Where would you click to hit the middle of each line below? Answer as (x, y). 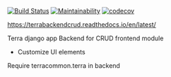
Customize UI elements (52, 52)
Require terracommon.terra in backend (64, 66)
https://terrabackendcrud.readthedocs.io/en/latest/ (82, 24)
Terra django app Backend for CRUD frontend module (85, 38)
